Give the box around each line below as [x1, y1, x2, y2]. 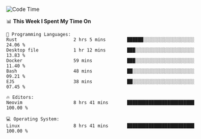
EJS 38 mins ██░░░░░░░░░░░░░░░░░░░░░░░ [6, 78, 195, 84]
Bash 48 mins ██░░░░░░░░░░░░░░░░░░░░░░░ [6, 68, 195, 74]
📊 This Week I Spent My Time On [6, 18, 91, 25]
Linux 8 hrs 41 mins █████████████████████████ [6, 123, 195, 129]
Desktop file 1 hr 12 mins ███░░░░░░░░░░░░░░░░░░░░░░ [6, 47, 195, 53]
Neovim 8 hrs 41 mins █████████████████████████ [6, 99, 195, 105]
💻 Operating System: [6, 116, 60, 122]
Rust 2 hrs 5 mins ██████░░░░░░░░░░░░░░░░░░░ [6, 37, 195, 43]
